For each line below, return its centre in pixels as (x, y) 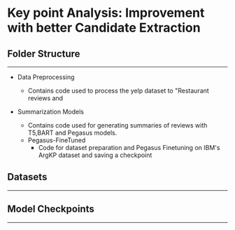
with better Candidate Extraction (104, 28)
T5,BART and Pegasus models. (72, 133)
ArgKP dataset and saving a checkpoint (95, 155)
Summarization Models (50, 111)
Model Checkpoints (51, 209)
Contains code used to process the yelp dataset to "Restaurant (119, 90)
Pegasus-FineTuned (57, 140)
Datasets (27, 177)
